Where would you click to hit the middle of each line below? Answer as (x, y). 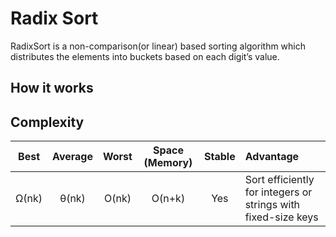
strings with (272, 205)
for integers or (278, 192)
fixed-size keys (281, 217)
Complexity (47, 122)
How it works (52, 88)
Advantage (272, 157)
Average (72, 157)
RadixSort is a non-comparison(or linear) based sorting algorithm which (158, 46)
